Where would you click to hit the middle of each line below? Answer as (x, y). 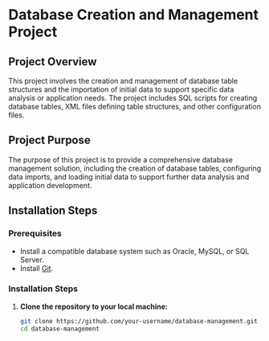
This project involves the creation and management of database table (123, 81)
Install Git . (37, 268)
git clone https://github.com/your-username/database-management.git (139, 321)
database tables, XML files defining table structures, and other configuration (134, 107)
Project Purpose (49, 140)
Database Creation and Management (134, 15)
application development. (50, 185)
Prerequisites (35, 233)
